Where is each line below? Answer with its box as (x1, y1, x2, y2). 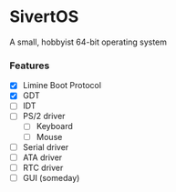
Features (9, 59, 50, 72)
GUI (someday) (22, 172, 80, 183)
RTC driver (22, 162, 64, 173)
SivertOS (9, 6, 79, 27)
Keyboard (36, 121, 73, 132)
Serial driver (22, 141, 69, 152)
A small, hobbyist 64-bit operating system (9, 36, 167, 47)
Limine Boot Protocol (22, 80, 102, 91)
